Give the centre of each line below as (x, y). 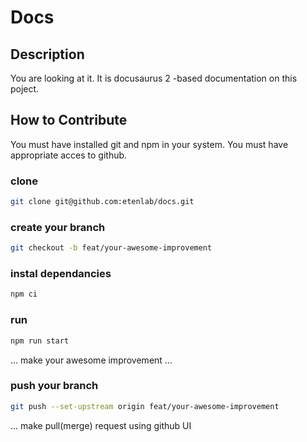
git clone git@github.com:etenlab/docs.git (102, 202)
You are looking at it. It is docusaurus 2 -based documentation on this (154, 78)
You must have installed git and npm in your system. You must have (149, 144)
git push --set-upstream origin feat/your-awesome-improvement (145, 406)
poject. (25, 89)
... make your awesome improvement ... (91, 360)
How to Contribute (69, 120)
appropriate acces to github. (69, 155)
